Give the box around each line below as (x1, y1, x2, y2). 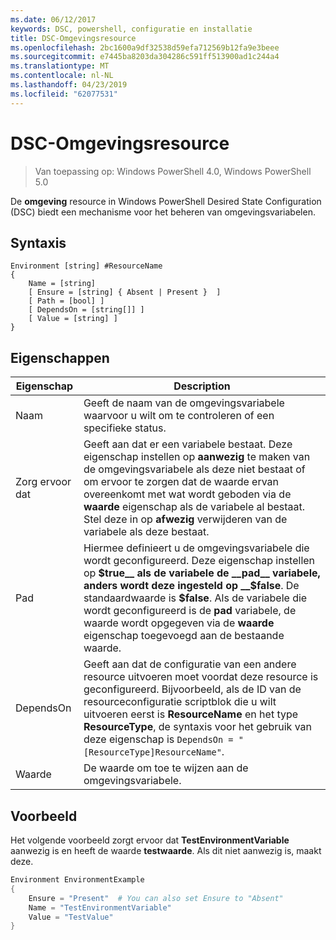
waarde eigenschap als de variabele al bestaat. (83, 500, 306, 514)
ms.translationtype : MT (10, 61, 110, 71)
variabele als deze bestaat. (83, 525, 210, 539)
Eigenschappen (10, 349, 110, 366)
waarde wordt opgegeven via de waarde (83, 616, 275, 630)
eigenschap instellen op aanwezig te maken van (83, 450, 311, 464)
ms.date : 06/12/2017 (10, 14, 97, 25)
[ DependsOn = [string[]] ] (28, 305, 145, 315)
